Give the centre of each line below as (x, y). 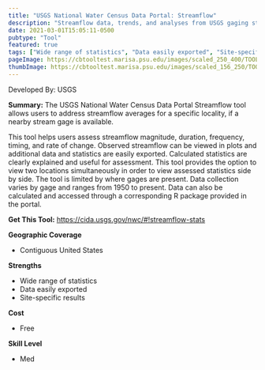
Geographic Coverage (45, 235)
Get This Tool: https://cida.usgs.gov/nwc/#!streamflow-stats (107, 219)
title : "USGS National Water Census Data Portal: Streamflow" (112, 15)
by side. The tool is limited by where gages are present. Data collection (123, 179)
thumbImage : (28, 67)
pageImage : (26, 60)
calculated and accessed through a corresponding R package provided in (127, 195)
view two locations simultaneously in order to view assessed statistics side (130, 170)
